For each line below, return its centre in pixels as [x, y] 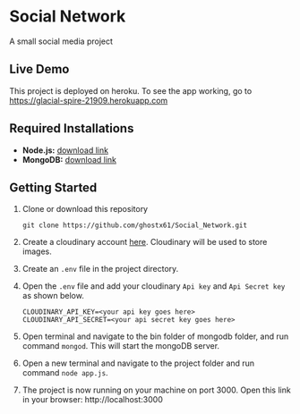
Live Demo [39, 69]
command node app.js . [65, 373]
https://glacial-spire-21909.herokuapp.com [89, 100]
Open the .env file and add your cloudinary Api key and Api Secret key [154, 286]
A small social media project [61, 41]
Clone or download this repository [85, 209]
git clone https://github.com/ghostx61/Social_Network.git [135, 225]
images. [37, 251]
